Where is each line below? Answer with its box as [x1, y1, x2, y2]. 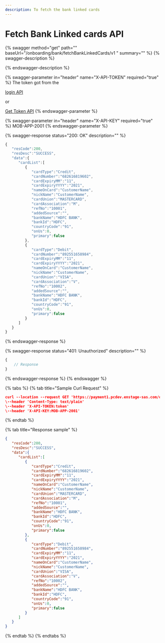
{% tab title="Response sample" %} [5, 427, 78, 433]
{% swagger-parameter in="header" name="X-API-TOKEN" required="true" [5, 74, 159, 80]
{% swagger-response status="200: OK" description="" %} [5, 132, 126, 138]
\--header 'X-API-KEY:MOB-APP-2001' [5, 408, 80, 414]
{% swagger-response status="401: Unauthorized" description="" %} [5, 348, 146, 354]
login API [5, 89, 24, 95]
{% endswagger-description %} [5, 64, 70, 70]
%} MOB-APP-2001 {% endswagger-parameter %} [5, 123, 108, 129]
